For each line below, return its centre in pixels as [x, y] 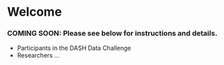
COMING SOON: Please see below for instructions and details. [112, 34]
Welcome [34, 12]
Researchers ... [38, 55]
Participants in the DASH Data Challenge [74, 48]
